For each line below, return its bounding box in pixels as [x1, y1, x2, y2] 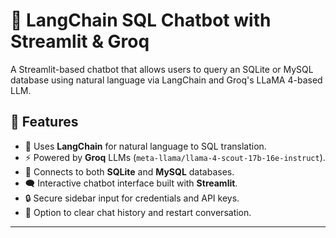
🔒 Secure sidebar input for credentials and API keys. [24, 192, 240, 204]
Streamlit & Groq [10, 30, 150, 53]
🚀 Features [10, 114, 79, 131]
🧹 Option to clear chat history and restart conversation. [24, 206, 252, 218]
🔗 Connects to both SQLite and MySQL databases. [24, 165, 235, 178]
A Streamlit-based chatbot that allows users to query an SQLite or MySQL [10, 63, 314, 75]
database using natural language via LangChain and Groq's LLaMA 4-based [10, 74, 323, 86]
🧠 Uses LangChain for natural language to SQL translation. [24, 140, 267, 152]
